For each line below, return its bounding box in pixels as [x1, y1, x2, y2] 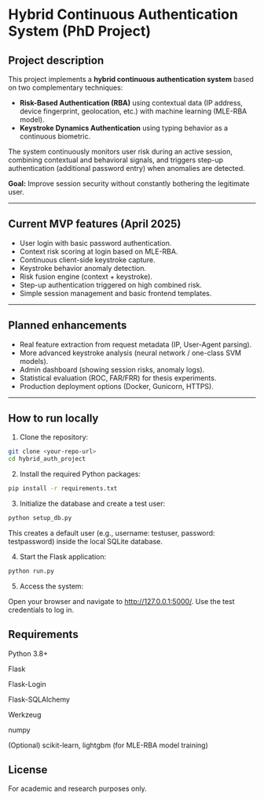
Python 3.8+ [8, 648, 49, 658]
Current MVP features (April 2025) [8, 217, 181, 231]
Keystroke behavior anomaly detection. [19, 263, 147, 273]
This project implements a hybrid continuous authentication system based [8, 75, 254, 83]
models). [19, 356, 49, 365]
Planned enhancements [8, 319, 127, 332]
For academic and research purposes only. [8, 784, 147, 793]
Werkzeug [8, 710, 42, 719]
